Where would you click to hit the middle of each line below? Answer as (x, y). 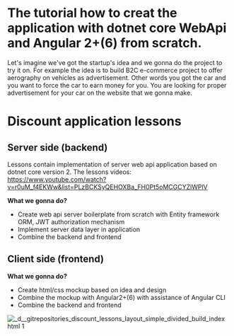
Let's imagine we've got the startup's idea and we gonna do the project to (115, 62)
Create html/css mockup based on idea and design (92, 290)
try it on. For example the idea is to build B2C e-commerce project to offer (115, 70)
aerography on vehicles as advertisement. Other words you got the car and (117, 77)
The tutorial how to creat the (93, 13)
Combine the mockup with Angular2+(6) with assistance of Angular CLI (122, 297)
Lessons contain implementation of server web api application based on (112, 164)
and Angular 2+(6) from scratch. (105, 43)
